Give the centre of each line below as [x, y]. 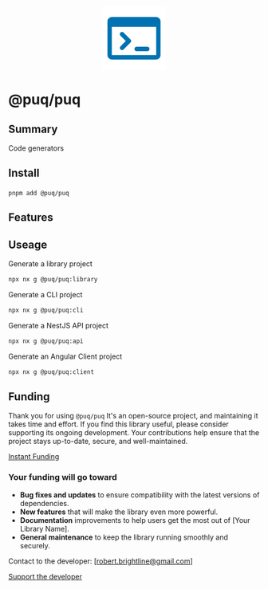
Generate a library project [51, 264]
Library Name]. [44, 528]
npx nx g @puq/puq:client [51, 372]
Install [24, 173]
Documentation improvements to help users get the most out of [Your [135, 520]
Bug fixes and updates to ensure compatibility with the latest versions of [140, 495]
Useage [28, 244]
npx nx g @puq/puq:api [46, 341]
